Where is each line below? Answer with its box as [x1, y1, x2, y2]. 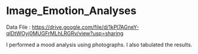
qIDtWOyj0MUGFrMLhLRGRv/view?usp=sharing [6, 29, 124, 36]
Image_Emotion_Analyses [6, 4, 137, 18]
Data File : [6, 23, 31, 31]
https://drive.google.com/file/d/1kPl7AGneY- [31, 23, 139, 31]
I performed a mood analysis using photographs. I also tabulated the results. [6, 41, 193, 48]
